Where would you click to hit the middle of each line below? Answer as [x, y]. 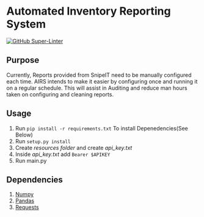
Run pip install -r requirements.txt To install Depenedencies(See [101, 128]
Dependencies [35, 180]
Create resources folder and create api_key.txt [74, 148]
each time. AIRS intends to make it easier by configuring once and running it [102, 81]
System [26, 24]
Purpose [23, 60]
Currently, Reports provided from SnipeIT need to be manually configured [99, 75]
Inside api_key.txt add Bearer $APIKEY [63, 154]
